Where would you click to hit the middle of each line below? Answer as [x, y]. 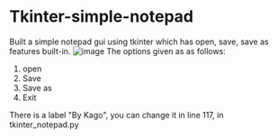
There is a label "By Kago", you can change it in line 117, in [117, 115]
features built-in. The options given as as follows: [118, 51]
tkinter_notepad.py [44, 125]
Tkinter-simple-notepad [102, 17]
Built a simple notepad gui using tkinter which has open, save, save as [139, 42]
